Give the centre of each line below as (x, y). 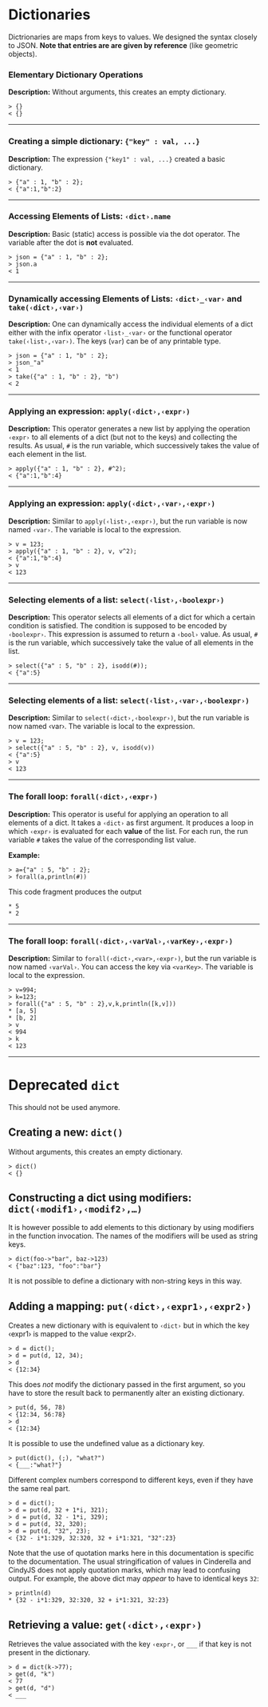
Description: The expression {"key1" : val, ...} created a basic (117, 158)
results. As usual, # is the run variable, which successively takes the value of (134, 446)
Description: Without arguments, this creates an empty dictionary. (117, 92)
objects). (23, 54)
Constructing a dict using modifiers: (100, 1198)
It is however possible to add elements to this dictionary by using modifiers (131, 1228)
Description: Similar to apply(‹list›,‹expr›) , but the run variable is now (128, 521)
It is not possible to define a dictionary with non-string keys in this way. (125, 1281)
